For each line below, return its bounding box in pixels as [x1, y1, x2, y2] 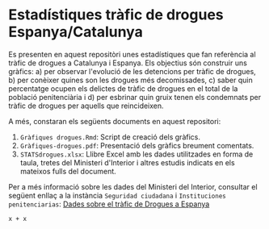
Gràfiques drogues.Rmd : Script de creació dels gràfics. [19, 131, 200, 142]
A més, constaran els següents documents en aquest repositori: [8, 116, 221, 126]
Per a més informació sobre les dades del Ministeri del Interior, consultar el [8, 181, 258, 191]
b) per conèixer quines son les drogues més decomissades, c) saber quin [8, 75, 253, 85]
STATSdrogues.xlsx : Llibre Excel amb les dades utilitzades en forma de [19, 149, 254, 159]
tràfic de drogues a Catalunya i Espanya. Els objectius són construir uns [8, 58, 248, 68]
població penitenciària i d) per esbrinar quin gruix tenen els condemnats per [8, 92, 262, 102]
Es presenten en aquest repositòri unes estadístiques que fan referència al [8, 49, 256, 59]
